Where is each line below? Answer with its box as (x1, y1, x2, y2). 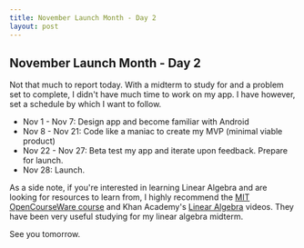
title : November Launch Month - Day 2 (9, 13, 157, 23)
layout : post (9, 22, 59, 31)
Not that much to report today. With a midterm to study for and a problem (9, 79, 284, 91)
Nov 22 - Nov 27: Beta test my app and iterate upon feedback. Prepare (22, 145, 289, 156)
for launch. (22, 155, 64, 166)
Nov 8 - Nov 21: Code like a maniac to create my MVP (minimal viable (22, 126, 283, 137)
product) (22, 135, 56, 146)
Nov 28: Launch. (22, 164, 86, 175)
